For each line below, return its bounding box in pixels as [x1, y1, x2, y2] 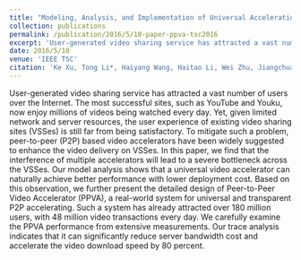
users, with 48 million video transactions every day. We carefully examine [9, 212, 281, 222]
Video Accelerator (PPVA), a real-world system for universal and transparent [9, 192, 291, 203]
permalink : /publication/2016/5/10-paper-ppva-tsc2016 [9, 30, 219, 39]
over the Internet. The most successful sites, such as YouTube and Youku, [9, 97, 283, 108]
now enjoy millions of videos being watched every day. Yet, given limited [9, 107, 278, 117]
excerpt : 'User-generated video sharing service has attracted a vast [9, 38, 279, 48]
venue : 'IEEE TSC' [9, 55, 78, 64]
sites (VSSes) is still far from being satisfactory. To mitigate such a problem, [9, 126, 289, 136]
